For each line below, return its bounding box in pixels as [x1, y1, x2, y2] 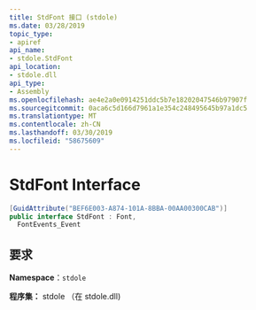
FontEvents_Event [17, 221, 81, 229]
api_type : [9, 79, 46, 88]
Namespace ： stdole [9, 272, 87, 283]
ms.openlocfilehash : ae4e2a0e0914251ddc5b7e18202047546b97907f [9, 95, 248, 105]
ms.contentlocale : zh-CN [9, 120, 101, 129]
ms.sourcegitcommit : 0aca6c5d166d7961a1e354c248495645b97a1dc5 [9, 104, 248, 112]
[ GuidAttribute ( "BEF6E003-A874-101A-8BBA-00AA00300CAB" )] [9, 204, 228, 213]
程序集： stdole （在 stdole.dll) [9, 291, 121, 302]
